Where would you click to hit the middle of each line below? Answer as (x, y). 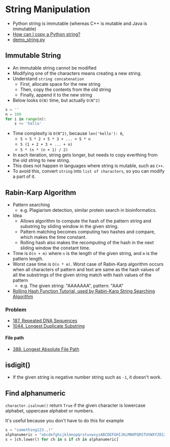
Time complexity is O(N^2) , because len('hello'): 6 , (68, 134)
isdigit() (18, 365)
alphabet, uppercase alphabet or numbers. (50, 411)
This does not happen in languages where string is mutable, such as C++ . (88, 166)
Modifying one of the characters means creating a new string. (77, 73)
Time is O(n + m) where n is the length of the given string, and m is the (85, 253)
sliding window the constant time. (55, 248)
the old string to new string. (41, 161)
